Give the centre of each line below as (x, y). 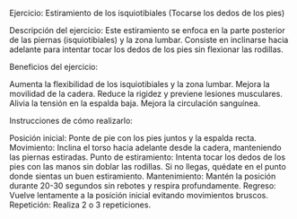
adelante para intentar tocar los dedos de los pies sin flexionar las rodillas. (147, 49)
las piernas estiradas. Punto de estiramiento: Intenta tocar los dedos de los (147, 157)
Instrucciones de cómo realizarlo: (71, 121)
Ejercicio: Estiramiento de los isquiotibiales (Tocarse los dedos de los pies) (147, 13)
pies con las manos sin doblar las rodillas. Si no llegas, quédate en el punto (148, 166)
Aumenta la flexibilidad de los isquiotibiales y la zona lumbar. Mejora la (140, 84)
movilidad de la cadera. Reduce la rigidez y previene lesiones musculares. (146, 94)
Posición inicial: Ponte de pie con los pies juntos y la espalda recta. (133, 138)
